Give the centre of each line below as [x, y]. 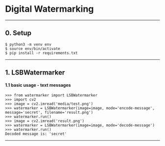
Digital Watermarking [50, 9]
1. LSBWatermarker [35, 73]
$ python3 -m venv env [28, 44]
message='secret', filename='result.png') [49, 113]
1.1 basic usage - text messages [38, 85]
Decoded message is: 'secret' [36, 134]
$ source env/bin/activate [33, 49]
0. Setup [18, 33]
